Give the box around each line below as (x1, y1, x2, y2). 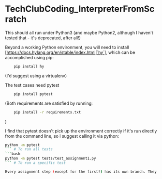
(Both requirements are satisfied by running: (5, 100, 93, 106)
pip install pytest (14, 91, 53, 97)
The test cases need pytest (5, 82, 59, 88)
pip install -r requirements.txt (14, 110, 81, 114)
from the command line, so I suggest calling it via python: (5, 133, 119, 139)
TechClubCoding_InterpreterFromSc (5, 3, 155, 15)
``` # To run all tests (5, 147, 53, 152)
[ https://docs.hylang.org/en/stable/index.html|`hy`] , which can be (5, 49, 135, 55)
